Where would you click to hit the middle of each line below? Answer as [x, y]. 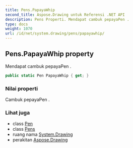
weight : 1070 [19, 29]
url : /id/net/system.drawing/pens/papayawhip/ [55, 33]
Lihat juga [18, 113]
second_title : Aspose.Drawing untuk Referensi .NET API [65, 15]
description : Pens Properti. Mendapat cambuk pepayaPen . [67, 19]
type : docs [17, 24]
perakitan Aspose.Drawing [40, 140]
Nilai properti [22, 88]
